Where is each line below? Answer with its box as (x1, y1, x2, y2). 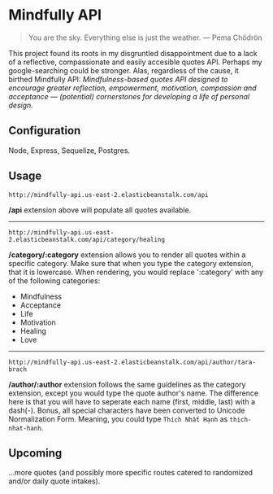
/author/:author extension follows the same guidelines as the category (8, 379, 246, 389)
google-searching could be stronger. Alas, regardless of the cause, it (8, 65, 240, 75)
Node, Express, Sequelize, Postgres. (8, 145, 131, 155)
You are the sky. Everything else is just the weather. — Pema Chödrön (28, 33, 262, 42)
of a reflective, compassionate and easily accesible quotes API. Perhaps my (8, 57, 262, 67)
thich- (229, 415, 252, 424)
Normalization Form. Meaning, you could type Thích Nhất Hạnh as (8, 413, 228, 424)
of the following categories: (8, 275, 101, 286)
